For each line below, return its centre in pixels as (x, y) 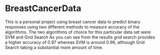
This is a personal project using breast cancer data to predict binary (73, 22)
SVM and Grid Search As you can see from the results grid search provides (80, 37)
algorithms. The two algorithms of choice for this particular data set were (78, 32)
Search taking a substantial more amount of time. (54, 47)
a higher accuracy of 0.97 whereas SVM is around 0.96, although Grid (75, 42)
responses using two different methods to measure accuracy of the (72, 27)
